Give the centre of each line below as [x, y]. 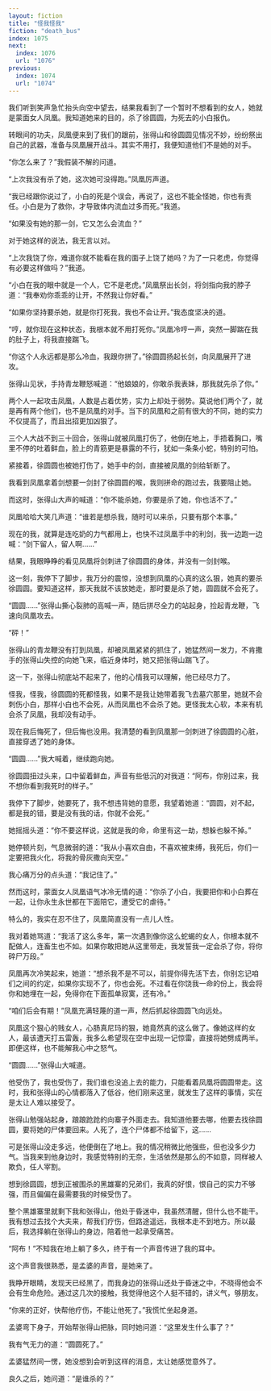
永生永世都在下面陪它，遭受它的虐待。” [107, 902]
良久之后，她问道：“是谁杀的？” [61, 1378]
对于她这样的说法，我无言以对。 [61, 240]
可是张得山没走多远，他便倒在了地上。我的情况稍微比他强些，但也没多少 [128, 1147]
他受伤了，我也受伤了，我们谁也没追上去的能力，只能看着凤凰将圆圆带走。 [132, 1082]
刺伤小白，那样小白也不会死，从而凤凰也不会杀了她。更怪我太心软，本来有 [132, 704]
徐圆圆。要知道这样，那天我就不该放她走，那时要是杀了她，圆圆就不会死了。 [135, 588]
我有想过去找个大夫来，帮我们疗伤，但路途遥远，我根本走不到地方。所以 [128, 1221]
